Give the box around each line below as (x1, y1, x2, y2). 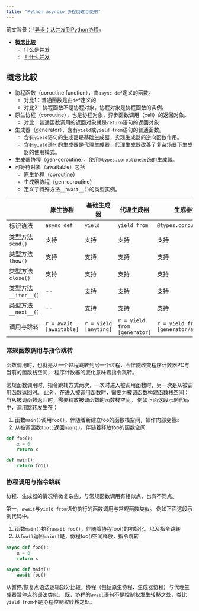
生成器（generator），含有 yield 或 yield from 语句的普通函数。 (14, 126, 165, 134)
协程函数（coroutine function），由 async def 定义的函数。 (14, 89, 154, 96)
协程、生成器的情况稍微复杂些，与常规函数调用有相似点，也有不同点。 (6, 493, 178, 500)
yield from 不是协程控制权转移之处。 (6, 598, 95, 605)
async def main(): (6, 566, 52, 572)
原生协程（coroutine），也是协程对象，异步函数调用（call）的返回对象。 (14, 111, 190, 119)
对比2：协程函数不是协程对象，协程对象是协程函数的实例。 (23, 104, 168, 111)
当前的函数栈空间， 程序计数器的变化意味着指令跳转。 (6, 369, 137, 376)
